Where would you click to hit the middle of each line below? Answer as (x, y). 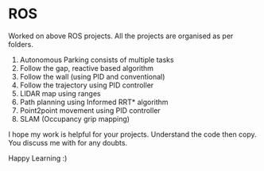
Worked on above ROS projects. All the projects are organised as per (121, 36)
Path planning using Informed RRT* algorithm (94, 102)
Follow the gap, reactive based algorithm (86, 68)
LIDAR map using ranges (60, 93)
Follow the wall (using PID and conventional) (92, 76)
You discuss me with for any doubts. (68, 142)
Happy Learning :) (38, 158)
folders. (21, 44)
